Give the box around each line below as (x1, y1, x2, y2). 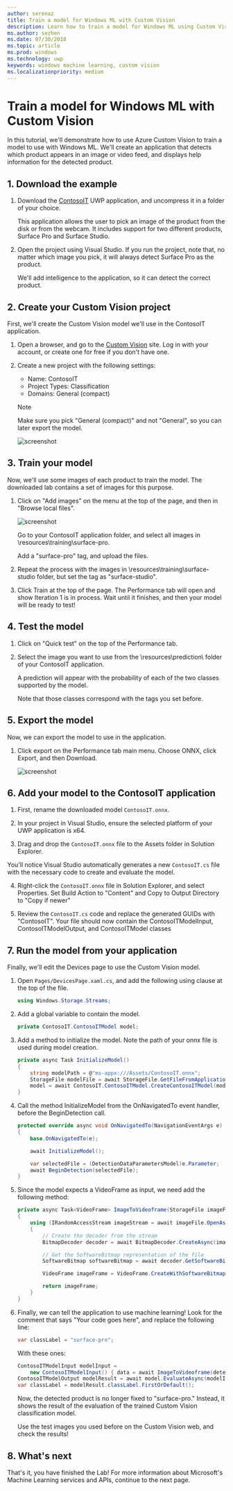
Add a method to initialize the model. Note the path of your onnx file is (17, 1036, 218, 1044)
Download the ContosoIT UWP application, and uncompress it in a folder (17, 196, 225, 205)
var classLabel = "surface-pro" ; (17, 1336, 114, 1343)
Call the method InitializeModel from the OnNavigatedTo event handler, (17, 1102, 221, 1110)
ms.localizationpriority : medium (7, 68, 104, 75)
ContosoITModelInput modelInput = (17, 1362, 117, 1370)
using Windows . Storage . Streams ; (17, 997, 111, 1004)
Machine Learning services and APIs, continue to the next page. (7, 1476, 191, 1484)
